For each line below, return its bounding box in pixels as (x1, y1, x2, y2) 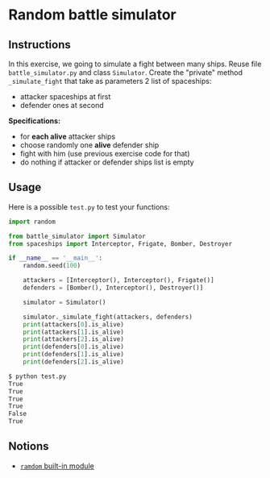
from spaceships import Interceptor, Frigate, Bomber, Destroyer (8, 239, 232, 247)
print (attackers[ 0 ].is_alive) (23, 320, 125, 328)
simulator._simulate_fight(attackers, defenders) (23, 313, 193, 321)
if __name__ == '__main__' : (8, 254, 103, 263)
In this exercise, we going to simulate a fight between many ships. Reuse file (8, 59, 262, 69)
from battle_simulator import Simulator (8, 232, 147, 240)
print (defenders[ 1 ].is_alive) (23, 351, 125, 359)
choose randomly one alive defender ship (19, 140, 160, 150)
